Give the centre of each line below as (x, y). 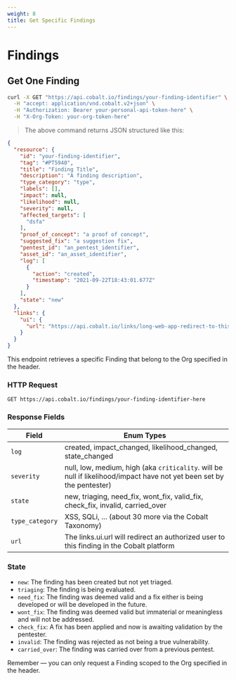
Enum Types (145, 435)
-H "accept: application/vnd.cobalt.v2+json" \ (85, 104)
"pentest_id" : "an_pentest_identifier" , (80, 248)
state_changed (89, 456)
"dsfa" (35, 222)
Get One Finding (44, 81)
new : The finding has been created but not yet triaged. (95, 582)
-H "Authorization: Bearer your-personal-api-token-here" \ (103, 110)
